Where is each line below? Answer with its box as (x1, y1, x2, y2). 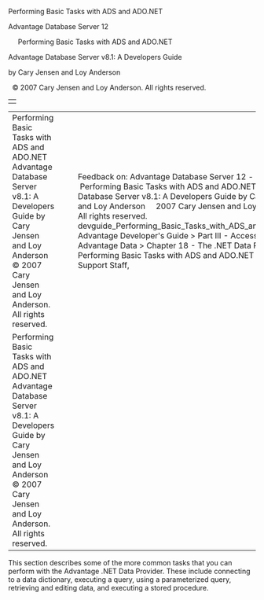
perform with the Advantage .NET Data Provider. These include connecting (8, 566, 251, 576)
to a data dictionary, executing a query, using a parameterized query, (8, 575, 232, 584)
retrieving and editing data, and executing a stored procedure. (8, 583, 209, 592)
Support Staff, (77, 260, 130, 271)
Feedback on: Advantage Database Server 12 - (77, 171, 254, 182)
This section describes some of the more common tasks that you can (8, 558, 233, 567)
